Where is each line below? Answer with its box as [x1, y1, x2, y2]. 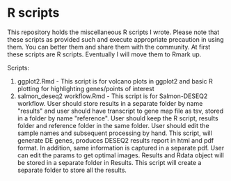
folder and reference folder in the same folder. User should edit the [17, 121, 210, 129]
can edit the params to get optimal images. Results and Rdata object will [17, 151, 224, 159]
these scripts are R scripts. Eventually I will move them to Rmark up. [7, 50, 202, 58]
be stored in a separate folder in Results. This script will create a [17, 158, 202, 166]
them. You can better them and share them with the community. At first [7, 42, 211, 51]
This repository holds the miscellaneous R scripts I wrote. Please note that [7, 28, 220, 36]
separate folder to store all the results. [17, 166, 127, 174]
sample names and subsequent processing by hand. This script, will [17, 129, 212, 137]
